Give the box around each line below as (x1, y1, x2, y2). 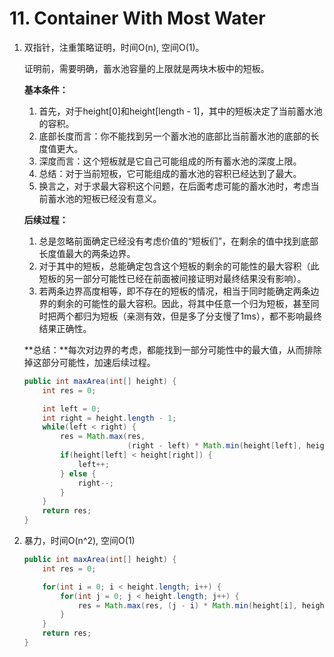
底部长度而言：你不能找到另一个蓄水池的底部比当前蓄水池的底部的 (38, 130, 311, 142)
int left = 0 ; (42, 403, 101, 414)
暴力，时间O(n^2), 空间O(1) (23, 535, 136, 547)
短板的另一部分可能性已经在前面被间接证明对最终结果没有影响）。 (38, 272, 307, 284)
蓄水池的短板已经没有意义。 (47, 192, 162, 204)
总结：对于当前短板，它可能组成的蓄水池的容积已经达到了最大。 (38, 167, 302, 179)
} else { (60, 468, 97, 479)
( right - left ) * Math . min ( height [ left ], (127, 441, 302, 451)
